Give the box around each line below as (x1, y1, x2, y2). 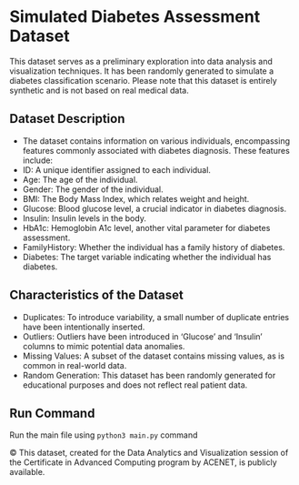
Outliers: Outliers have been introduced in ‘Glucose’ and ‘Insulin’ (22, 330, 263, 342)
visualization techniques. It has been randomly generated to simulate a (9, 66, 274, 76)
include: (22, 155, 53, 166)
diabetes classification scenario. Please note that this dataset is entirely (9, 75, 277, 86)
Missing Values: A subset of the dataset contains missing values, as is (22, 350, 284, 361)
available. (9, 467, 45, 478)
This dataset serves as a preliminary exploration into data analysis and (9, 56, 273, 66)
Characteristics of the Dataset (9, 288, 184, 303)
